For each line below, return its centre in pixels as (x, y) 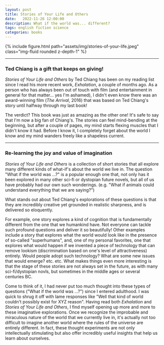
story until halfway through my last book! (46, 105)
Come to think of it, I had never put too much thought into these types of (78, 286)
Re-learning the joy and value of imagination (59, 153)
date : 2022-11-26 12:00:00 (35, 19)
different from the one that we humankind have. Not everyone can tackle (78, 224)
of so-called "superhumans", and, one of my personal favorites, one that (78, 240)
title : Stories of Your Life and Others (47, 14)
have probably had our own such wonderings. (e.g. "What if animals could (80, 185)
